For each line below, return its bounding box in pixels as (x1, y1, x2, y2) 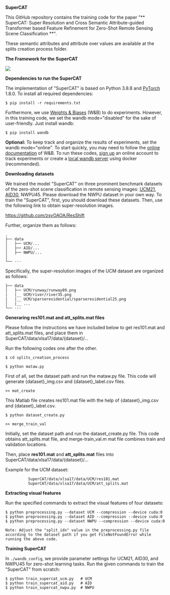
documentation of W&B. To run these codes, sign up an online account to (5, 150, 159, 156)
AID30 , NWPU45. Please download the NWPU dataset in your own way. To (5, 192, 162, 197)
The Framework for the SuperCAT (5, 56, 78, 62)
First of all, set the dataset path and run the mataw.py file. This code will (5, 373, 156, 379)
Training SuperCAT (5, 545, 47, 552)
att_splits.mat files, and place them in (5, 330, 83, 336)
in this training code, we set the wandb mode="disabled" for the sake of (5, 115, 156, 121)
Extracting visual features (5, 490, 61, 496)
